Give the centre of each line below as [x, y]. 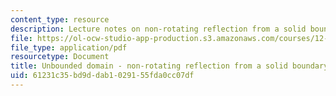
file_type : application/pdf [69, 47]
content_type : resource [60, 19]
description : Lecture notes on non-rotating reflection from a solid [158, 29]
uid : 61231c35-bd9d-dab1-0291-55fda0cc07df [102, 76]
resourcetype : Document [60, 57]
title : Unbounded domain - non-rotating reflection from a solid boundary [169, 66]
